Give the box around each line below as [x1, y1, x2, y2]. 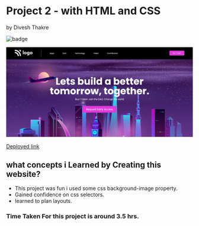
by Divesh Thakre [6, 24, 49, 31]
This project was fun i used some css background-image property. [14, 185, 178, 192]
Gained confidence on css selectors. [14, 191, 105, 198]
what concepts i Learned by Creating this [6, 160, 162, 170]
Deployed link [6, 142, 40, 149]
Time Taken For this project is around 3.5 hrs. [6, 212, 139, 221]
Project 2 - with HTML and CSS [6, 4, 161, 18]
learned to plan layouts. [14, 198, 72, 205]
